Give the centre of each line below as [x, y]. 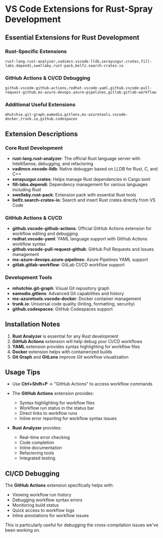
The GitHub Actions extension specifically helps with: [59, 485]
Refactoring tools [37, 453]
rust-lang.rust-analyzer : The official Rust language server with [76, 159]
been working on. [23, 530]
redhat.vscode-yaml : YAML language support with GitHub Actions [80, 239]
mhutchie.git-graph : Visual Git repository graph [61, 288]
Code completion [37, 443]
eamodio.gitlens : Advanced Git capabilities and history [68, 293]
